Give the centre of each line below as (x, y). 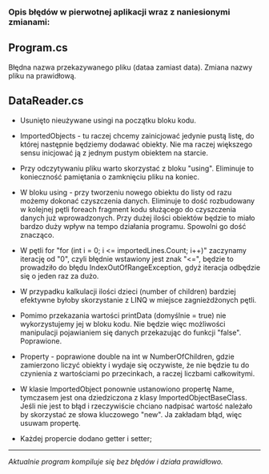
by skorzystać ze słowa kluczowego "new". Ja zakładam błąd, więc (131, 414)
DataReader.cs (46, 101)
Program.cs (38, 48)
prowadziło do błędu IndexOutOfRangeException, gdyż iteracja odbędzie (140, 267)
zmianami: (29, 22)
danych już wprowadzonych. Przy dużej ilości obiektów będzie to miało (137, 218)
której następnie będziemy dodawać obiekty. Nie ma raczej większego (136, 144)
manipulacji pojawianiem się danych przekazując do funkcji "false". (130, 332)
